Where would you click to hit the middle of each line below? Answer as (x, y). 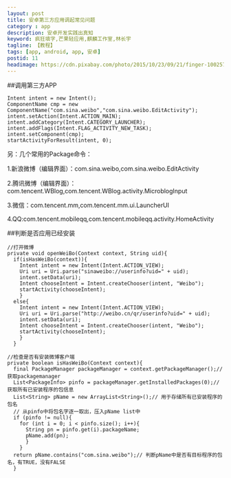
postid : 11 (23, 58)
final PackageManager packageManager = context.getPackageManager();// (118, 369)
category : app (29, 26)
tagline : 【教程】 (32, 45)
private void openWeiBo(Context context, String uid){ (87, 253)
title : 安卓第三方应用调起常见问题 (51, 20)
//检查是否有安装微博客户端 (41, 357)
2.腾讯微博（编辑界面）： (42, 183)
